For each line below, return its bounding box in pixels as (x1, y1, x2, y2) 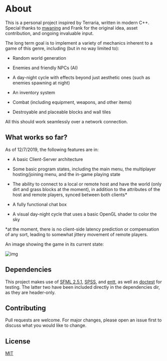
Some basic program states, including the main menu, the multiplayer (12, 166, 156, 172)
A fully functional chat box (12, 201, 67, 207)
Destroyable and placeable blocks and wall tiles (12, 109, 111, 115)
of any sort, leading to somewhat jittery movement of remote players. (5, 231, 148, 237)
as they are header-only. (5, 289, 56, 295)
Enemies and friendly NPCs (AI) (12, 65, 78, 71)
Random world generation (12, 55, 66, 61)
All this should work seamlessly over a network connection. (5, 118, 128, 124)
